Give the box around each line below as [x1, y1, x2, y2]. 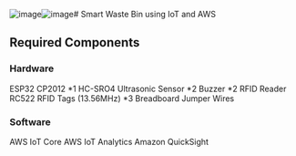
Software [9, 115, 52, 128]
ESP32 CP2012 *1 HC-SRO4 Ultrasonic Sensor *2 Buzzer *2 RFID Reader [9, 83, 287, 94]
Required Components [9, 35, 140, 50]
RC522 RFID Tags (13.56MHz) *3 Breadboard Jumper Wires [9, 92, 235, 104]
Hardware [9, 62, 55, 75]
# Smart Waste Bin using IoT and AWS [73, 9, 217, 19]
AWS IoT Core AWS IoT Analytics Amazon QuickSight [9, 136, 209, 147]
